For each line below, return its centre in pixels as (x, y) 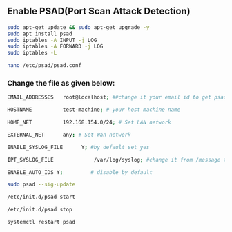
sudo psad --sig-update (41, 185)
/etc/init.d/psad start (41, 197)
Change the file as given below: (61, 83)
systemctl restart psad (41, 222)
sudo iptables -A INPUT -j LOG (52, 40)
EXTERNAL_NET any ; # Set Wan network (69, 135)
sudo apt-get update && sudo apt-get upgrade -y (78, 27)
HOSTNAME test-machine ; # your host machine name (94, 110)
